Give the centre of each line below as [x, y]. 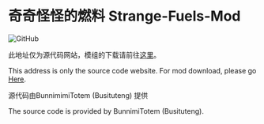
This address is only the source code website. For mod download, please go [132, 70]
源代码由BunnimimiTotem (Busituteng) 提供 [78, 95]
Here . [17, 79]
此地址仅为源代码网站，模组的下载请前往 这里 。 [84, 54]
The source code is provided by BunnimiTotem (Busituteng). [106, 111]
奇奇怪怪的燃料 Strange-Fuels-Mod [124, 16]
